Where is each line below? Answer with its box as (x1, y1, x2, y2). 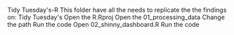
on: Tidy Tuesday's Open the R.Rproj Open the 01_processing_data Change (7, 13, 225, 21)
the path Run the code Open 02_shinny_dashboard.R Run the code (7, 21, 200, 28)
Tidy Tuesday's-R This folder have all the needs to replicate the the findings (7, 6, 227, 14)
